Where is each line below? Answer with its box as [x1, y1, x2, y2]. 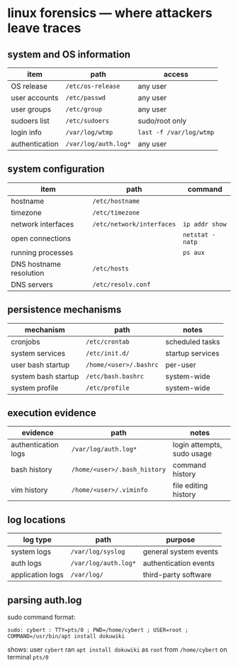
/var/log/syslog [70, 548, 125, 556]
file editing [172, 481, 208, 491]
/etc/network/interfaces [92, 220, 176, 228]
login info [11, 128, 42, 137]
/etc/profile [86, 383, 130, 392]
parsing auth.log [7, 594, 82, 606]
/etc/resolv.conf [92, 280, 151, 288]
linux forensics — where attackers [7, 5, 212, 21]
